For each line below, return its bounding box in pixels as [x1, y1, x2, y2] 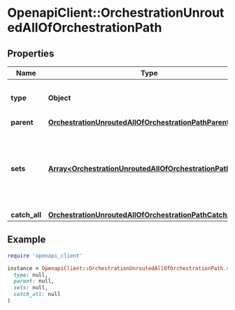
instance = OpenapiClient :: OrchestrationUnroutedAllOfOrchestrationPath [7, 265, 224, 272]
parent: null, [13, 278, 55, 285]
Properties [7, 47, 55, 59]
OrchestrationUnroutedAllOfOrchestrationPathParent [48, 117, 229, 127]
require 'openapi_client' [7, 252, 83, 259]
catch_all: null [13, 291, 61, 298]
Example [7, 234, 46, 246]
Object [48, 93, 71, 103]
